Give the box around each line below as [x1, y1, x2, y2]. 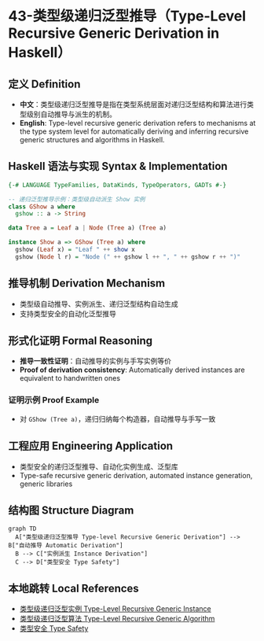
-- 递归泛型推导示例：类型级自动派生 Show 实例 [8, 195, 145, 203]
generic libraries [19, 479, 73, 488]
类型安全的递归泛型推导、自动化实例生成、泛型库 [19, 462, 178, 471]
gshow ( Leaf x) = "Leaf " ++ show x [15, 245, 135, 254]
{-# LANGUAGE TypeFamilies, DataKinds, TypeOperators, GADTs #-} [8, 181, 226, 189]
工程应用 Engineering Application [8, 440, 174, 453]
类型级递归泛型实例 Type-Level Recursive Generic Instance [19, 604, 211, 613]
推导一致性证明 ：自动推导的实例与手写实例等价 [19, 356, 171, 366]
